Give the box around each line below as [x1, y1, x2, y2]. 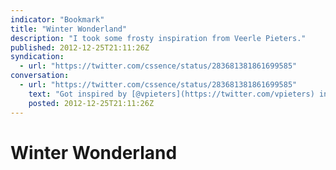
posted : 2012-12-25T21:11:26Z [28, 98, 155, 108]
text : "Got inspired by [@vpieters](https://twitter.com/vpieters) [28, 89, 315, 99]
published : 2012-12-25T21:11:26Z [10, 42, 150, 53]
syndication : [10, 52, 65, 62]
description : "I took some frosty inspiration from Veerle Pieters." [10, 33, 307, 43]
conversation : [10, 71, 70, 81]
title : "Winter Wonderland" [10, 24, 128, 34]
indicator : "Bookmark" [10, 14, 105, 25]
